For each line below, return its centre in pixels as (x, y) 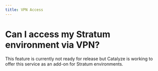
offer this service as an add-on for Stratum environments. (64, 64)
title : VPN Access (24, 10)
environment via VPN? (53, 45)
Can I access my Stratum (58, 34)
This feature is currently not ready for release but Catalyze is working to (79, 59)
